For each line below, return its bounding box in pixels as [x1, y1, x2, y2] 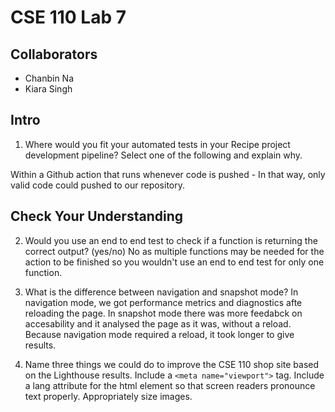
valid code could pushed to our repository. [10, 179, 185, 191]
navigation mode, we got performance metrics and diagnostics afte [24, 296, 303, 308]
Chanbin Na [24, 72, 75, 84]
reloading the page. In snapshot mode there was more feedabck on [24, 307, 303, 319]
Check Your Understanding [10, 208, 183, 225]
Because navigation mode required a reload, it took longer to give [24, 328, 295, 340]
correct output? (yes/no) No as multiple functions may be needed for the [24, 245, 325, 257]
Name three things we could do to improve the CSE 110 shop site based [24, 358, 320, 370]
